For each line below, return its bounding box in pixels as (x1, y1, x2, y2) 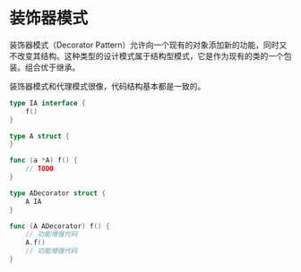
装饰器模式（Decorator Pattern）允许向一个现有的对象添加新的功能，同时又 (9, 39, 288, 50)
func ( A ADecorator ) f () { (9, 221, 110, 231)
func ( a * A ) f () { (9, 156, 78, 166)
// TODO (25, 165, 54, 174)
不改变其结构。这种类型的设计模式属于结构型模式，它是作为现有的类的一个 (9, 50, 284, 61)
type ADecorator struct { (9, 189, 106, 198)
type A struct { (9, 132, 70, 140)
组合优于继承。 (24, 62, 81, 72)
